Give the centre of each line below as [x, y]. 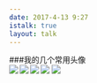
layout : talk [33, 34]
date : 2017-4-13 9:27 [49, 17]
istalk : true [33, 26]
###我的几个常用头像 [48, 60]
